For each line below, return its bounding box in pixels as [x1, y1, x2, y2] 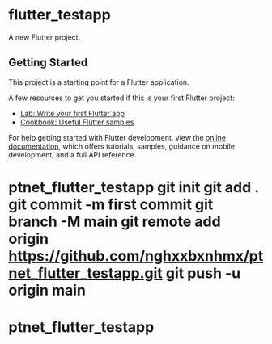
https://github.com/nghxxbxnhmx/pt [8, 246, 264, 265]
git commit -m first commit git [8, 195, 214, 213]
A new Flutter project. [8, 32, 81, 42]
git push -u [165, 264, 241, 282]
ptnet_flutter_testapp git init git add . [8, 178, 259, 196]
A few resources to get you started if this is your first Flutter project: [8, 93, 235, 103]
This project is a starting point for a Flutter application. [8, 77, 189, 86]
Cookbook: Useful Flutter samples [19, 117, 134, 127]
